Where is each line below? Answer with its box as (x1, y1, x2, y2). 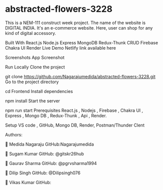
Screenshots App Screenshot (5, 54, 65, 60)
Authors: (5, 131, 23, 137)
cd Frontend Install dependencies (5, 88, 73, 94)
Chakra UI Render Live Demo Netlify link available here (5, 45, 116, 51)
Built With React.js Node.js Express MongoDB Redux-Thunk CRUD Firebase (5, 39, 159, 45)
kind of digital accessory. (5, 30, 57, 36)
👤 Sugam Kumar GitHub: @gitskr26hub (5, 151, 84, 157)
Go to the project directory (5, 79, 59, 85)
